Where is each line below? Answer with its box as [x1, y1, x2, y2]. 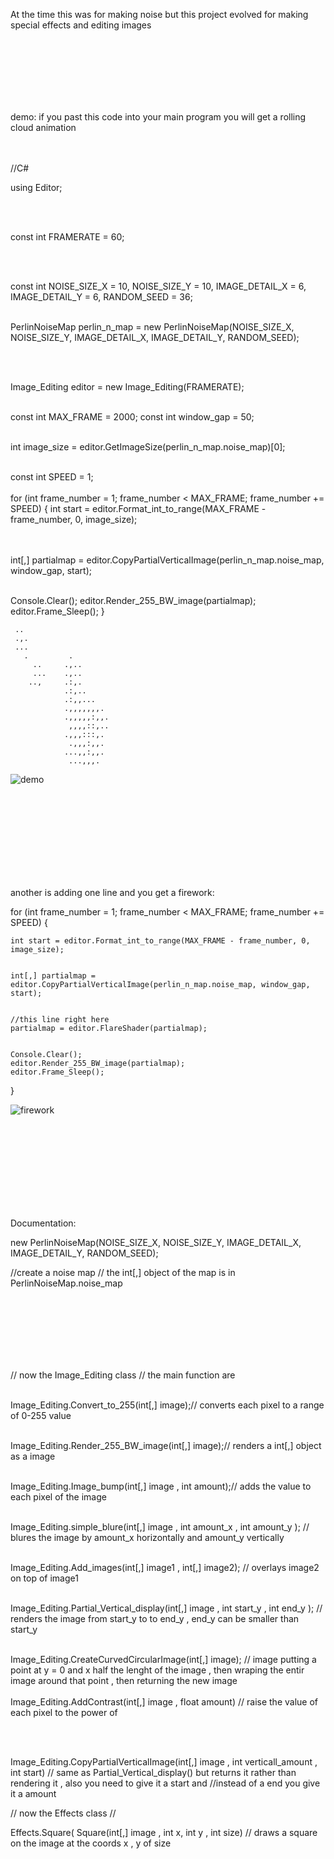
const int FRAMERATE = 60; [10, 231, 125, 243]
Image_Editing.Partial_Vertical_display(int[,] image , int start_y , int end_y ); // [10, 1602, 323, 1614]
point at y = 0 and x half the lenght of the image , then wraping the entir [10, 1664, 305, 1676]
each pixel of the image [10, 1491, 107, 1503]
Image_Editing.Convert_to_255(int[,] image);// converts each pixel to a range [10, 1399, 325, 1411]
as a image [10, 1450, 56, 1462]
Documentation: [10, 1217, 77, 1229]
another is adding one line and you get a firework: [10, 887, 215, 898]
